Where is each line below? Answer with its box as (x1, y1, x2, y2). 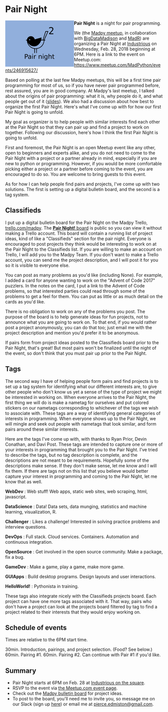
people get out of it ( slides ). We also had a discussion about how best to (5, 98, 154, 104)
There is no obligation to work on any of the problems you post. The (5, 308, 145, 315)
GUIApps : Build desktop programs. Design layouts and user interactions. (5, 573, 156, 579)
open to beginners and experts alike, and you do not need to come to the (5, 150, 155, 156)
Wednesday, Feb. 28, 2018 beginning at (74, 46, 155, 52)
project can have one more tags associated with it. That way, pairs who (5, 598, 152, 604)
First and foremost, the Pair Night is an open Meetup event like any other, (5, 144, 156, 150)
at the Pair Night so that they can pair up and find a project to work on (5, 124, 149, 130)
